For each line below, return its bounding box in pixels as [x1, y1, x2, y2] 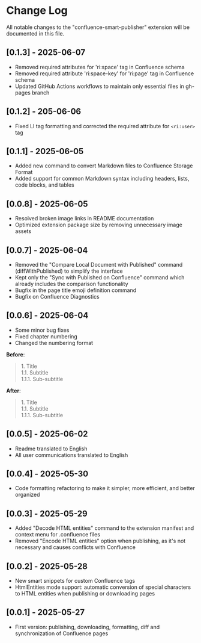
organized [14, 491, 40, 499]
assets [14, 228, 32, 235]
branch [32, 89, 50, 96]
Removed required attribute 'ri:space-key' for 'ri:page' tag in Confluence [14, 70, 194, 77]
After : [6, 387, 21, 394]
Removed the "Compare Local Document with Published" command [14, 261, 183, 268]
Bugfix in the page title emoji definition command [14, 287, 137, 294]
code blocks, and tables [14, 181, 74, 188]
